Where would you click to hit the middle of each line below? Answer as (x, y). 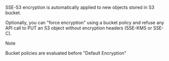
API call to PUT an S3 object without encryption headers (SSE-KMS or (79, 28)
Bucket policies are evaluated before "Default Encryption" (66, 53)
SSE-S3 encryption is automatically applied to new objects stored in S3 (80, 7)
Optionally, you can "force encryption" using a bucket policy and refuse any (85, 23)
